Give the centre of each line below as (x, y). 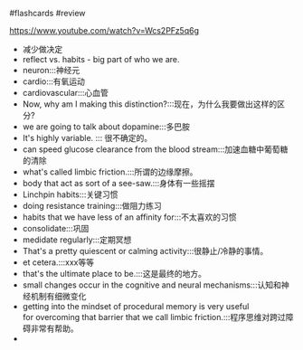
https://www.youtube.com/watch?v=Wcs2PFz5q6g (104, 30)
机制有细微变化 (58, 296)
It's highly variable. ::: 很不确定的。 (87, 138)
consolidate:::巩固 (56, 228)
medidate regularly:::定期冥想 (77, 240)
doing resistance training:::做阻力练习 (92, 206)
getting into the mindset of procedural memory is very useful (136, 306)
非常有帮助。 (54, 328)
